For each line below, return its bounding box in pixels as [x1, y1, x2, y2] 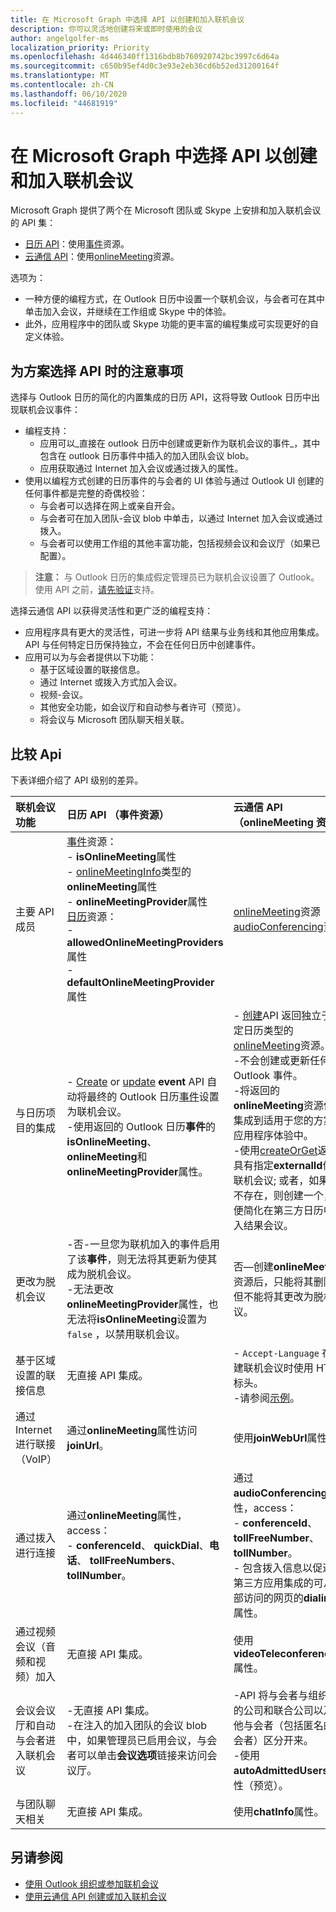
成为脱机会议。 [66, 1267, 138, 1281]
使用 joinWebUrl [233, 1431, 308, 1445]
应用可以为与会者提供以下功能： [24, 651, 157, 663]
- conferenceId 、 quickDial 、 [66, 1539, 210, 1553]
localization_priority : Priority [10, 42, 150, 53]
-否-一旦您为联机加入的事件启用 [66, 1237, 221, 1251]
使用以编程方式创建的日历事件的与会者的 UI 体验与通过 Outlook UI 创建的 [24, 475, 325, 487]
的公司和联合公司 [233, 1704, 314, 1718]
